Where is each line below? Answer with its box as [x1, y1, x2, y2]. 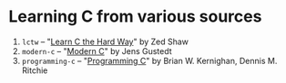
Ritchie [21, 65, 48, 76]
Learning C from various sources [8, 6, 262, 27]
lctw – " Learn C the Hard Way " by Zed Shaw [21, 36, 189, 47]
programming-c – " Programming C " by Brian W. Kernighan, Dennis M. [21, 55, 278, 66]
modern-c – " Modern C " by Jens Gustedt [21, 45, 172, 56]
